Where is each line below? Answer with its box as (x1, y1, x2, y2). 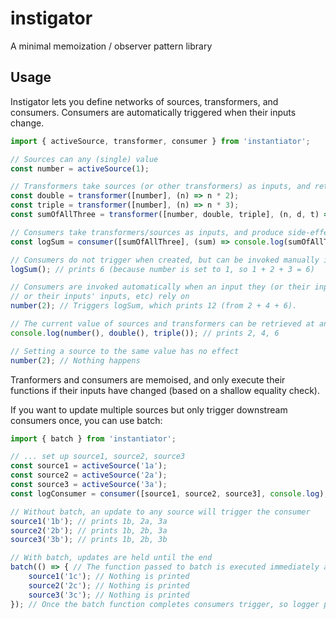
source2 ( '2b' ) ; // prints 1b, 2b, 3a (10, 525, 168, 536)
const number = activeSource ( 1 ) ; (10, 163, 150, 174)
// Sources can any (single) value (10, 154, 159, 164)
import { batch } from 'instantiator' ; (10, 433, 177, 444)
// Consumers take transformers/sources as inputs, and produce (10, 227, 284, 237)
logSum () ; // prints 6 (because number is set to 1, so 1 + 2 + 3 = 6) (10, 264, 315, 274)
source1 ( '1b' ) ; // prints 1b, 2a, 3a (10, 516, 168, 526)
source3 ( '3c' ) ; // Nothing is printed (28, 590, 190, 600)
